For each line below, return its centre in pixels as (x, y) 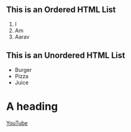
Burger (23, 70)
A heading (32, 106)
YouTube (17, 123)
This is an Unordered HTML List (66, 56)
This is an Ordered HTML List (61, 10)
